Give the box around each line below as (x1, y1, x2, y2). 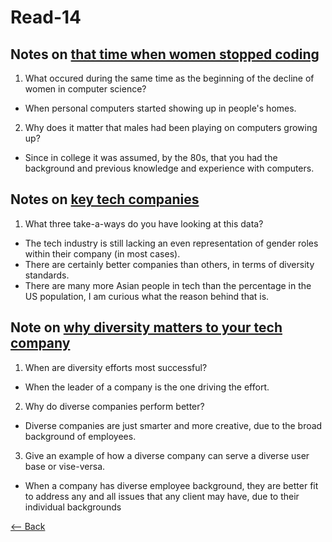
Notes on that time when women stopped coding (10, 46, 320, 63)
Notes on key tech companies (10, 191, 200, 208)
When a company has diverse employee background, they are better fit (24, 479, 319, 491)
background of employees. (24, 430, 137, 442)
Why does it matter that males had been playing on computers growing (24, 122, 318, 133)
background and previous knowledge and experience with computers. (24, 162, 315, 174)
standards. (24, 269, 70, 281)
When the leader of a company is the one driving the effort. (24, 381, 270, 393)
